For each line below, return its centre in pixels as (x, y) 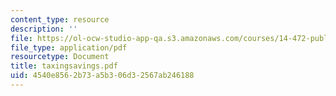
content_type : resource (60, 19)
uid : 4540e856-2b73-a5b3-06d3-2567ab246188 (102, 76)
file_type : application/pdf (69, 47)
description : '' (44, 29)
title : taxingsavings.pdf (64, 66)
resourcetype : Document (60, 57)
